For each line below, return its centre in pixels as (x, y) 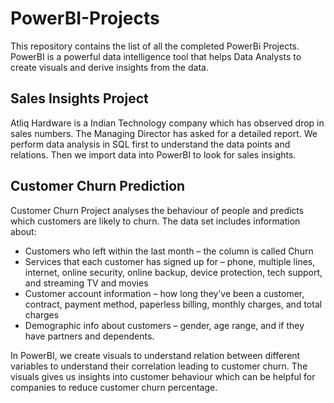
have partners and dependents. (89, 336)
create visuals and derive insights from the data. (109, 67)
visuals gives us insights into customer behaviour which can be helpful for (163, 376)
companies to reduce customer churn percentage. (114, 387)
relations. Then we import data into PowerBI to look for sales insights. (153, 154)
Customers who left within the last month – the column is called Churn (169, 251)
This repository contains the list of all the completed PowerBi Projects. (155, 46)
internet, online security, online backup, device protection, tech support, (173, 272)
